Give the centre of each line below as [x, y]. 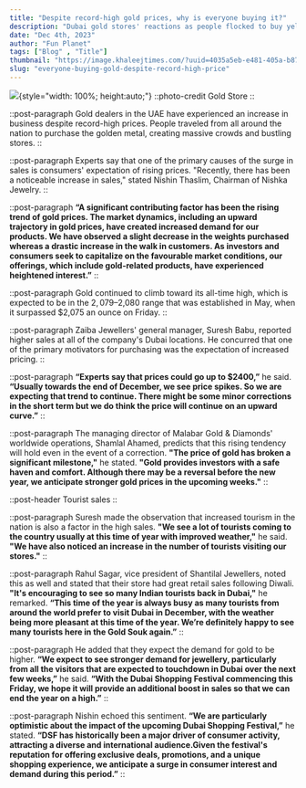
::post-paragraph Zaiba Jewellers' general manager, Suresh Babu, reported [150, 330]
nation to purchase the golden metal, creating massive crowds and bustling [150, 132]
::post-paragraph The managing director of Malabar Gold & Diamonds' [141, 433]
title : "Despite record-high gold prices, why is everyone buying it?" [148, 18]
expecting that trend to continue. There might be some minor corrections [151, 396]
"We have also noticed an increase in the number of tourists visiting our [148, 546]
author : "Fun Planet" [51, 43]
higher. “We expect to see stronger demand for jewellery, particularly [143, 659]
